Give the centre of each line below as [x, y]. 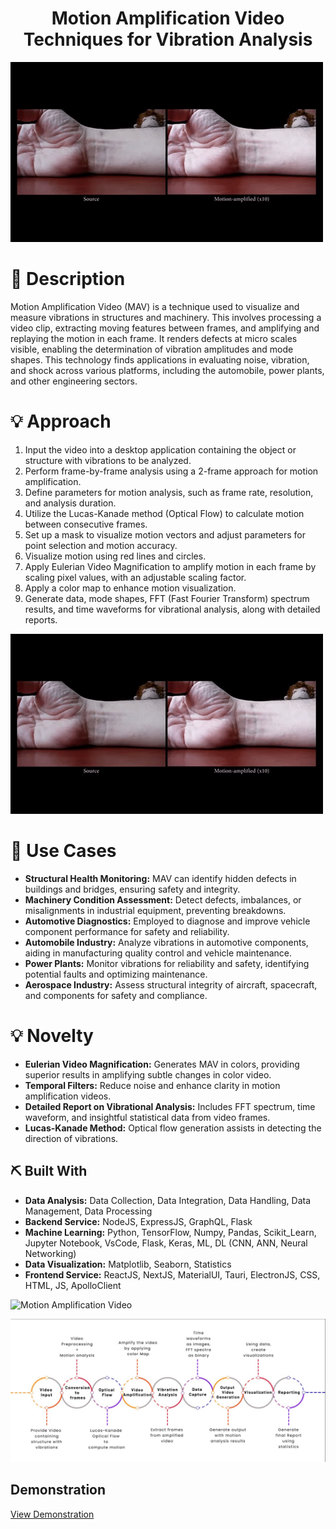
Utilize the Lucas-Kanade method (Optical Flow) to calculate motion [164, 513]
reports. [41, 619]
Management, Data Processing [88, 1211]
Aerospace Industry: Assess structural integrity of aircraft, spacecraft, [171, 984]
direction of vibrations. [71, 1138]
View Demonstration [52, 1514]
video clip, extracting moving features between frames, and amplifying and [165, 328]
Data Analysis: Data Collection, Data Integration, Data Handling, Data [167, 1200]
